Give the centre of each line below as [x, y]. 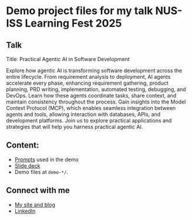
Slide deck [27, 165]
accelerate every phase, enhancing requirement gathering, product [87, 83]
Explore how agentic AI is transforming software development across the [94, 71]
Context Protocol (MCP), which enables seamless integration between [91, 108]
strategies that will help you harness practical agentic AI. [75, 127]
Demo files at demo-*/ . [41, 172]
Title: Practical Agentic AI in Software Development [68, 59]
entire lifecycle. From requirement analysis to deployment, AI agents [88, 77]
